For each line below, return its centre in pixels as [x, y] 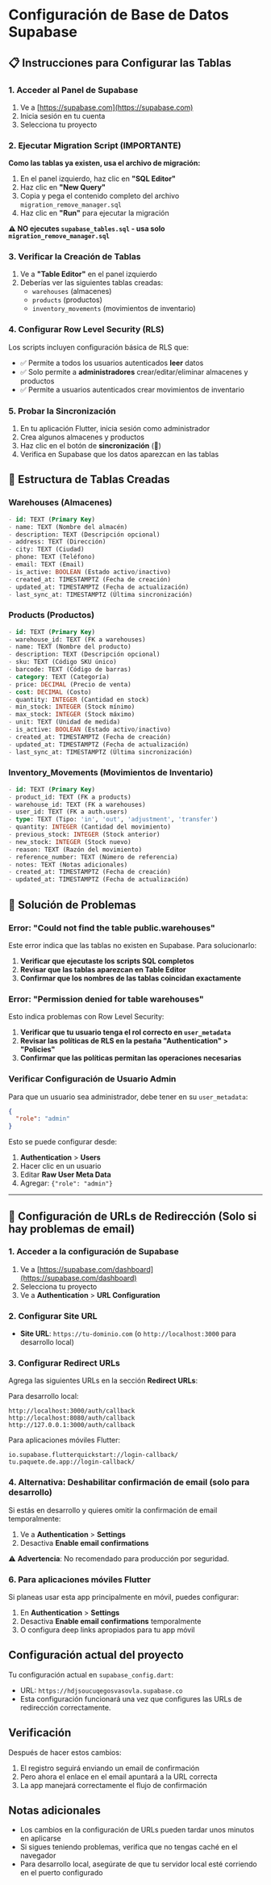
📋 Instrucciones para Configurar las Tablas [120, 63]
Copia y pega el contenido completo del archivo [100, 196]
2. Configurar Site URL [53, 1316]
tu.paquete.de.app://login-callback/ [72, 1462]
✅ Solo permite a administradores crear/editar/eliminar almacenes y [134, 372]
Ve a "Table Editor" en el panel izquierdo [88, 274]
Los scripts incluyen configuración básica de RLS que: [99, 347]
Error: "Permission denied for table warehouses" [106, 999]
